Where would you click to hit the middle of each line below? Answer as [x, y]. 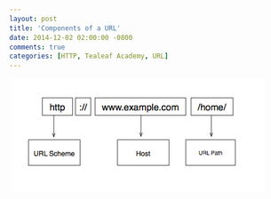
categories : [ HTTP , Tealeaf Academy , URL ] [89, 56]
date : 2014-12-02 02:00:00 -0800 [71, 37]
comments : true [37, 47]
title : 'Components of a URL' [65, 28]
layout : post [33, 19]
